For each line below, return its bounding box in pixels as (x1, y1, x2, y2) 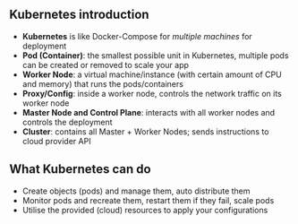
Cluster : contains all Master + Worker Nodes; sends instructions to (21, 125, 269, 137)
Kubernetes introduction (9, 7, 149, 22)
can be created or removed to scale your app (21, 59, 190, 70)
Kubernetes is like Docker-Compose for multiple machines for (21, 30, 252, 41)
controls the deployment (21, 116, 114, 127)
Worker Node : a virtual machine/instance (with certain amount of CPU (21, 69, 282, 80)
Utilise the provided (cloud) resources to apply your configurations (21, 204, 268, 215)
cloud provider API (21, 135, 91, 146)
